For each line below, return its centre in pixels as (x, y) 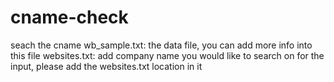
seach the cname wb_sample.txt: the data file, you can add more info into (161, 45)
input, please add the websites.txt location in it (106, 66)
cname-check (69, 17)
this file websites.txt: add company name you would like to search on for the (167, 55)
